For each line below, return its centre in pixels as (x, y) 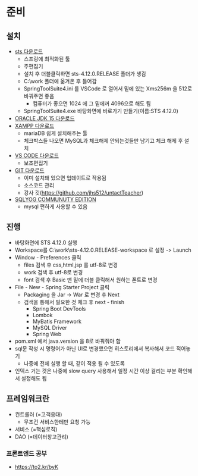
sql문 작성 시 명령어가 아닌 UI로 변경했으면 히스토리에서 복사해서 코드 (95, 348)
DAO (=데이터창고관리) (41, 436)
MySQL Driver (50, 327)
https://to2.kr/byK (36, 466)
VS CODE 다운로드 (37, 156)
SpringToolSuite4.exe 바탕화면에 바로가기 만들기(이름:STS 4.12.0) (101, 111)
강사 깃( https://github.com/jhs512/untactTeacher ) (84, 193)
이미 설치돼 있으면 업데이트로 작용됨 (65, 178)
